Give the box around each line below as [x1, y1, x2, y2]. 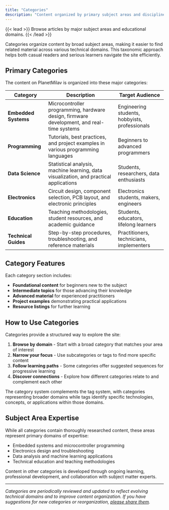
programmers [118, 149, 150, 156]
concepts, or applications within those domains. [5, 399, 105, 405]
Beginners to [118, 137, 148, 144]
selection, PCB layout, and [48, 194, 110, 201]
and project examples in [48, 140, 105, 147]
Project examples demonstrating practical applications [12, 298, 127, 304]
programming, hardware [48, 106, 106, 113]
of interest [12, 346, 34, 353]
